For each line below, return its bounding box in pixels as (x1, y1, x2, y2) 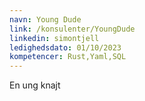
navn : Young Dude (9, 14, 82, 25)
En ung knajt (9, 79, 61, 91)
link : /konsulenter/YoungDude (9, 24, 136, 34)
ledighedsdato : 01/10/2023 (9, 42, 122, 53)
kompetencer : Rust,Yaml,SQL (9, 52, 127, 62)
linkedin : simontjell (9, 33, 100, 43)
